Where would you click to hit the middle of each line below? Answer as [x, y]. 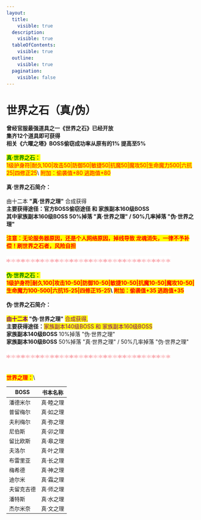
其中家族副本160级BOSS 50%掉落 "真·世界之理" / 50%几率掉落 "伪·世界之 [100, 216]
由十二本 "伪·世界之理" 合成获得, [47, 319]
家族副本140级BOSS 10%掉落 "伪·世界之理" [61, 334]
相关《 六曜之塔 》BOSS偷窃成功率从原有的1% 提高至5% [76, 144]
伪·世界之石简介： [29, 305]
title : [20, 19]
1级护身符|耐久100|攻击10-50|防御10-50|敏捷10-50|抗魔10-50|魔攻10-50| [100, 283]
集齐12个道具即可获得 [33, 136]
